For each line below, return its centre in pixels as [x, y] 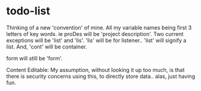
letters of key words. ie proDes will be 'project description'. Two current [95, 34]
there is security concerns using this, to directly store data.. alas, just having [101, 76]
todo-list [28, 11]
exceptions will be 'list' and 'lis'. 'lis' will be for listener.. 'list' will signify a [96, 40]
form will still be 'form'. [35, 58]
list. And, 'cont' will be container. [47, 47]
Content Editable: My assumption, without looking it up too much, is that [95, 69]
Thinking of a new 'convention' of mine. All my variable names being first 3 [99, 28]
